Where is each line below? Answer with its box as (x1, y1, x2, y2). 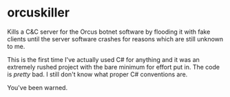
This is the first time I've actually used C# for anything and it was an (7, 55, 200, 63)
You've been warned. (7, 83, 67, 91)
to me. (7, 42, 25, 50)
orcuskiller (7, 5, 70, 21)
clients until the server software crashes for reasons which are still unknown (7, 34, 224, 43)
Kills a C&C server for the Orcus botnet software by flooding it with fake (7, 28, 211, 36)
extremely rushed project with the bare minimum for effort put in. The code (7, 63, 220, 71)
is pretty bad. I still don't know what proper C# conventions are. (7, 70, 188, 78)
